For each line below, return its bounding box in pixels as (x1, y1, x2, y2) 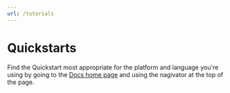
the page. (7, 78, 35, 86)
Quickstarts (7, 40, 77, 56)
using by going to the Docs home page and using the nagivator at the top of (7, 70, 224, 78)
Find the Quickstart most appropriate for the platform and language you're (7, 63, 219, 71)
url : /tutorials (7, 10, 54, 17)
